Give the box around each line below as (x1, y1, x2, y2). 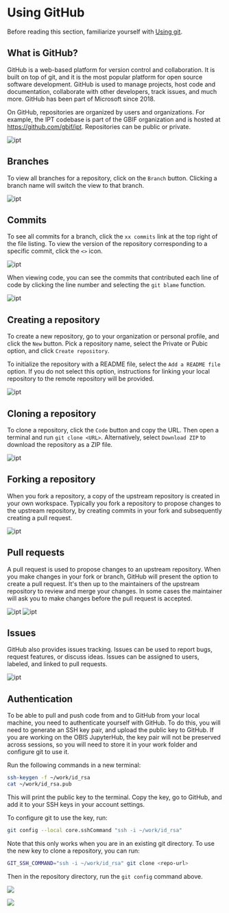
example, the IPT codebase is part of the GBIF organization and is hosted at (7, 115, 221, 123)
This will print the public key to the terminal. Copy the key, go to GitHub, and (7, 793, 223, 801)
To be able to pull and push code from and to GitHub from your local (7, 711, 200, 720)
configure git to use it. (7, 748, 70, 756)
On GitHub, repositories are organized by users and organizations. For (7, 108, 206, 116)
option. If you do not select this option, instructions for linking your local (7, 367, 210, 376)
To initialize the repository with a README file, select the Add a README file (7, 360, 221, 368)
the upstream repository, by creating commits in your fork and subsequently (7, 506, 222, 515)
